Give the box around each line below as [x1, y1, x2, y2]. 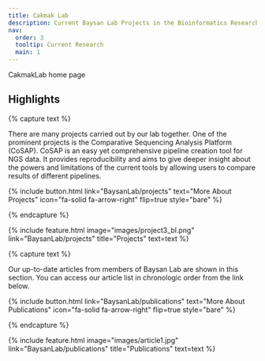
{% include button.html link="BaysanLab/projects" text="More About [8, 186, 232, 196]
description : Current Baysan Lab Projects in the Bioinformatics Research [8, 19, 259, 27]
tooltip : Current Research [15, 41, 104, 49]
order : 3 [15, 33, 44, 42]
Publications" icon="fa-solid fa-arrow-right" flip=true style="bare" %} [8, 305, 236, 314]
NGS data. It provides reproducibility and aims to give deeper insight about [8, 154, 251, 164]
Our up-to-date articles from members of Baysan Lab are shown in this [8, 264, 239, 273]
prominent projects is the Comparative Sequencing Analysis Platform [8, 137, 233, 147]
